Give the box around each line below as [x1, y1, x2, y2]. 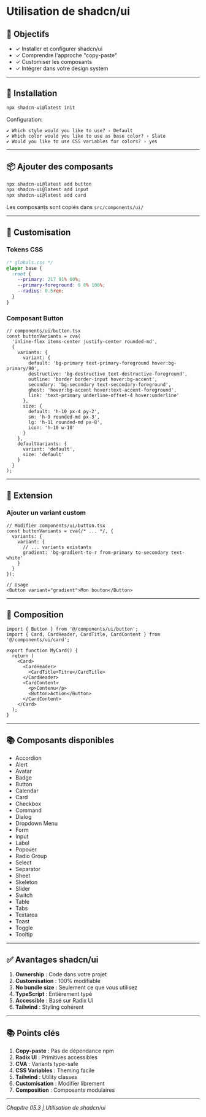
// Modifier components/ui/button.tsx [6, 523, 105, 529]
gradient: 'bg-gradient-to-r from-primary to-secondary [22, 549, 169, 556]
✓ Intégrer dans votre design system [15, 65, 109, 72]
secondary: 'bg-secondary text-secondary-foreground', [28, 382, 172, 388]
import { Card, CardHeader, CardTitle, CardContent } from [6, 631, 161, 637]
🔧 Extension [6, 490, 53, 500]
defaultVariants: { [17, 441, 67, 447]
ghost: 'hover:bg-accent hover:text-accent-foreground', [28, 387, 177, 393]
